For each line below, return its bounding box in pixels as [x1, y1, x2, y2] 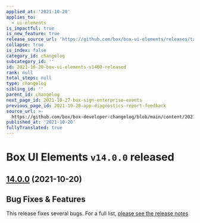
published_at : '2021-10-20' [6, 120, 76, 125]
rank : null [6, 70, 33, 76]
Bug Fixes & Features [6, 194, 86, 204]
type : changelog [6, 81, 46, 87]
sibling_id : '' [6, 86, 44, 92]
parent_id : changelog [6, 92, 60, 98]
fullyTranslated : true [6, 125, 62, 131]
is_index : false [6, 48, 46, 54]
